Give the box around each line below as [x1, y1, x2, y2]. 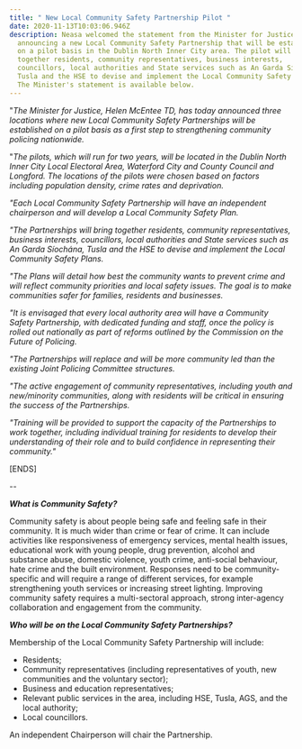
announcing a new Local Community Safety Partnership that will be [17, 38, 276, 48]
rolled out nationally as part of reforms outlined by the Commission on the [9, 326, 284, 337]
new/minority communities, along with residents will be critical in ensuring [9, 389, 285, 401]
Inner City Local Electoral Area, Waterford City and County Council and [9, 160, 274, 171]
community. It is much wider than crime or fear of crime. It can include [9, 525, 270, 536]
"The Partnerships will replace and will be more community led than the [9, 353, 276, 364]
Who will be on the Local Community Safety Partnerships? [9, 619, 234, 630]
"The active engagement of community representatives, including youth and [9, 380, 293, 391]
